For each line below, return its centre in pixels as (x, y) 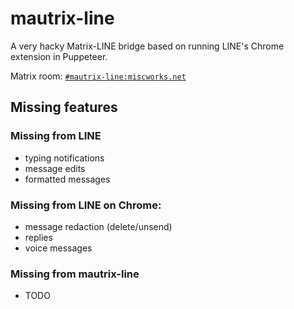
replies (38, 237)
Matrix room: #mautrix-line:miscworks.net (98, 76)
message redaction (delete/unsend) (98, 226)
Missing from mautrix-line (75, 274)
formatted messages (67, 179)
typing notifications (64, 158)
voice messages (58, 248)
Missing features (64, 107)
